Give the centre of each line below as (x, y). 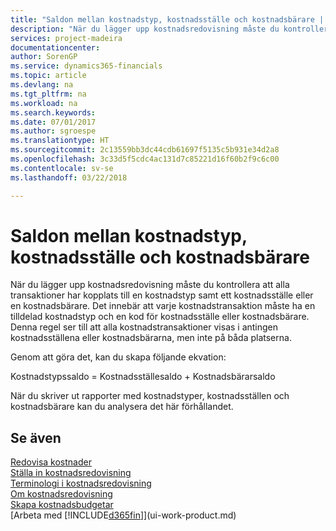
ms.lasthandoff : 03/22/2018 (69, 177)
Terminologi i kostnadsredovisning (81, 483)
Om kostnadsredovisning (61, 494)
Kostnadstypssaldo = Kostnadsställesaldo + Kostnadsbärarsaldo (143, 377)
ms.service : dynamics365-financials (86, 66)
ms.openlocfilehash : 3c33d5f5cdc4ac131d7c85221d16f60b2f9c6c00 (145, 159)
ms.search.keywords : (53, 112)
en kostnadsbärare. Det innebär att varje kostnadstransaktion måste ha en (163, 306)
